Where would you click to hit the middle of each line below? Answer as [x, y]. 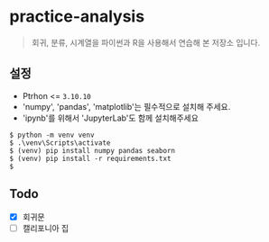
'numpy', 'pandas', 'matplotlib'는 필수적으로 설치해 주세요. [126, 106]
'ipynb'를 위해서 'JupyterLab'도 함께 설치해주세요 [110, 118]
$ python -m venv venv [52, 135]
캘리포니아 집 [46, 228]
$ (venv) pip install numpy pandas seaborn [93, 150]
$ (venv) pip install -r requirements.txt [90, 158]
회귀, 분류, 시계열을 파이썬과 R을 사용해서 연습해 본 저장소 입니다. [146, 42]
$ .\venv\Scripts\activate [60, 143]
